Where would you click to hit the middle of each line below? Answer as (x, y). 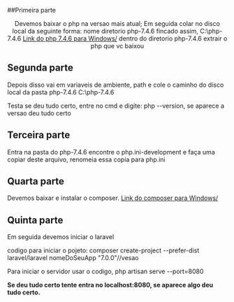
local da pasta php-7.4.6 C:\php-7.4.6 (61, 92)
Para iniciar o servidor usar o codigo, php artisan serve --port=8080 (105, 271)
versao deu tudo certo (39, 113)
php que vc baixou (117, 46)
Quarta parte (36, 181)
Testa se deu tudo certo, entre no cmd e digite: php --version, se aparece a (116, 106)
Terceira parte (39, 135)
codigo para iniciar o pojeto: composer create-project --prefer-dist (103, 250)
